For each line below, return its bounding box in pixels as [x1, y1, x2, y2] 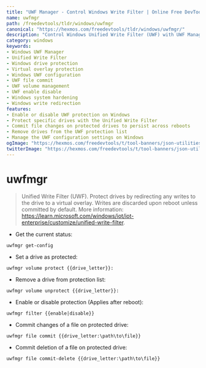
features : [6, 105, 32, 112]
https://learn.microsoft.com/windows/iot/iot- [21, 212, 134, 220]
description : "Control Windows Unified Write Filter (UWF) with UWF [6, 32, 185, 38]
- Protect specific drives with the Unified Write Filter [6, 117, 158, 123]
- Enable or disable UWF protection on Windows [6, 112, 131, 118]
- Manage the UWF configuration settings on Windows [6, 134, 144, 141]
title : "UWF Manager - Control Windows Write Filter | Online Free [6, 9, 183, 15]
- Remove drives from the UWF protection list [6, 129, 128, 135]
